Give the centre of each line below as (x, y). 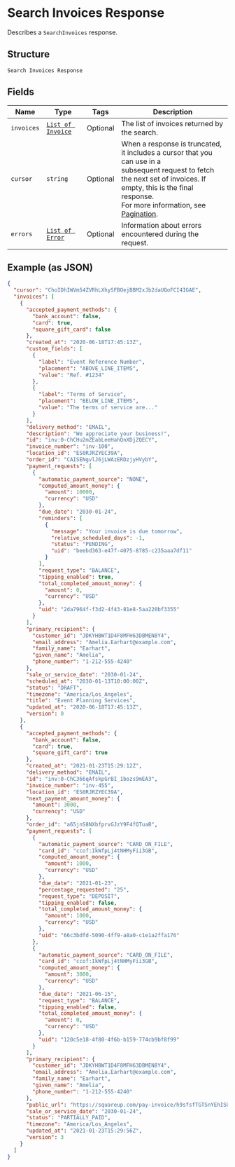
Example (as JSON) (50, 267)
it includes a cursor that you (167, 152)
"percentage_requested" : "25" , (84, 889)
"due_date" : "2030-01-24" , (78, 512)
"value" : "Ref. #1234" (71, 375)
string (57, 179)
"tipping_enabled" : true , (76, 577)
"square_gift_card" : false (72, 329)
